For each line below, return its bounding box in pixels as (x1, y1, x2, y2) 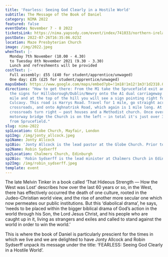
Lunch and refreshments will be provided (9, 63, 97, 68)
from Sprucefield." (9, 118, 50, 124)
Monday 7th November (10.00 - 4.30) (9, 53, 86, 59)
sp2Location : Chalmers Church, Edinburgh (5, 151, 93, 156)
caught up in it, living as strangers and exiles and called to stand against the (5, 216, 161, 222)
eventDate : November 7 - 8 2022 (5, 26, 72, 31)
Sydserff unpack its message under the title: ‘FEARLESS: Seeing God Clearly (5, 242, 163, 248)
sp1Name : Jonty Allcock (5, 137, 55, 142)
